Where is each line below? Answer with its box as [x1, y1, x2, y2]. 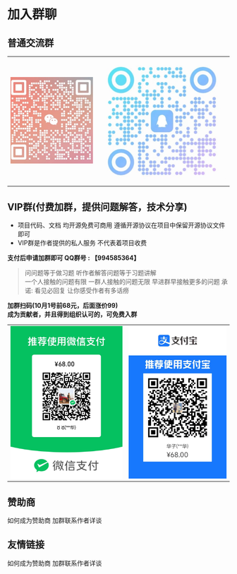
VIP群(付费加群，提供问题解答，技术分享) [7, 201, 188, 213]
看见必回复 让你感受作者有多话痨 [34, 286, 129, 294]
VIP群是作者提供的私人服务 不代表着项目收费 [17, 238, 147, 247]
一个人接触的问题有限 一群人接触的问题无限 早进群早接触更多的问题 [24, 277, 220, 286]
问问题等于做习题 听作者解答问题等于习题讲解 [24, 268, 157, 277]
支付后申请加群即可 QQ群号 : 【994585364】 [7, 253, 140, 262]
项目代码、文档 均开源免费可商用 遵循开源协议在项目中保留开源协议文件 [17, 220, 226, 229]
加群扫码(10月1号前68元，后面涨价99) [7, 301, 119, 309]
